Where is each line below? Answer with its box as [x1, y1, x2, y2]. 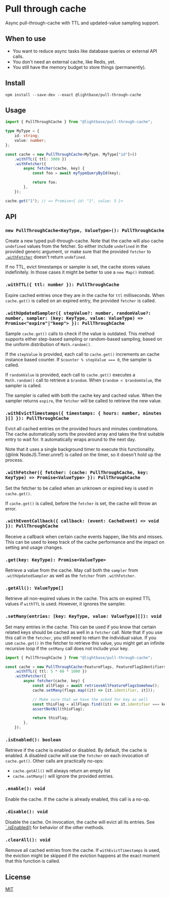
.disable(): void [5, 809, 48, 814]
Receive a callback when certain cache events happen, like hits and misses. [5, 533, 163, 540]
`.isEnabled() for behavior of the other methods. [5, 824, 105, 830]
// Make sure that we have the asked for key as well [32, 697, 148, 702]
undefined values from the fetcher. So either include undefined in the [5, 243, 148, 249]
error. [5, 505, 17, 512]
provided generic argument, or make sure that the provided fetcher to [5, 249, 151, 255]
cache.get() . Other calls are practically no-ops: [5, 758, 104, 764]
